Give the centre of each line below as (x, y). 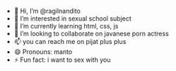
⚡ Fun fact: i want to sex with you (62, 60)
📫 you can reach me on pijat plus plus (70, 42)
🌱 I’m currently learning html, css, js (66, 26)
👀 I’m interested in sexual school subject (73, 18)
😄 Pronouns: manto (43, 52)
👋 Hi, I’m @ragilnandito (47, 11)
